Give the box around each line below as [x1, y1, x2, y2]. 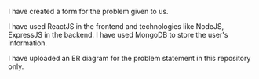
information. [8, 38, 48, 48]
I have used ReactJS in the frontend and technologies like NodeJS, [8, 22, 224, 31]
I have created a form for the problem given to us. [8, 7, 169, 16]
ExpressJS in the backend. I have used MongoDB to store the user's [8, 31, 228, 39]
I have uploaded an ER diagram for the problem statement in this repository [8, 54, 251, 63]
